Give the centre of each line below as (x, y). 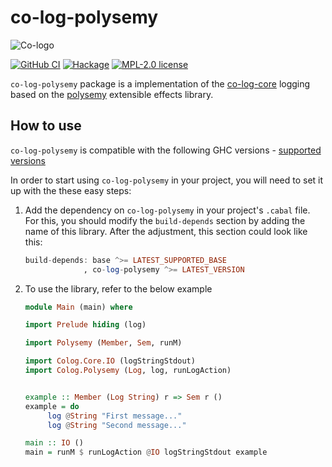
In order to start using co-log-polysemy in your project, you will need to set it (167, 180)
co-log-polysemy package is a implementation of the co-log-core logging (160, 83)
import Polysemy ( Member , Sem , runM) (103, 343)
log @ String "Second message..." (117, 425)
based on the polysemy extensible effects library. (112, 94)
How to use (46, 126)
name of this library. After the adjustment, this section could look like (166, 231)
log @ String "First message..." (115, 416)
